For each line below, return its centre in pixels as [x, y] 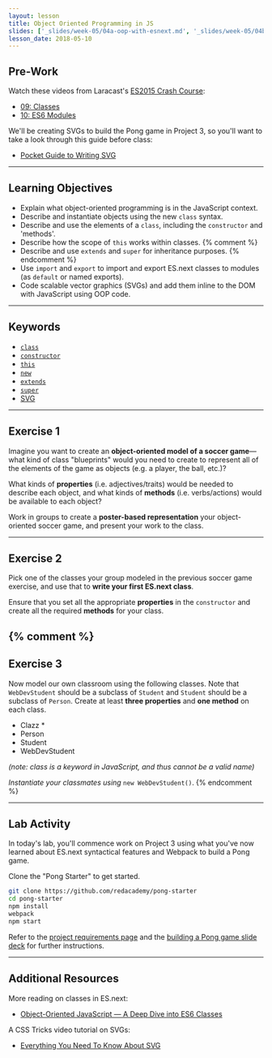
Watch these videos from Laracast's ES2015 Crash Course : [107, 91]
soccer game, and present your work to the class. [121, 525]
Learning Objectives [61, 188]
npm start [25, 921]
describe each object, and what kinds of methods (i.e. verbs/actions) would [135, 492]
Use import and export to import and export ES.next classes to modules [140, 268]
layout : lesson [34, 16]
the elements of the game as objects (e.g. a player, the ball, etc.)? [117, 468]
